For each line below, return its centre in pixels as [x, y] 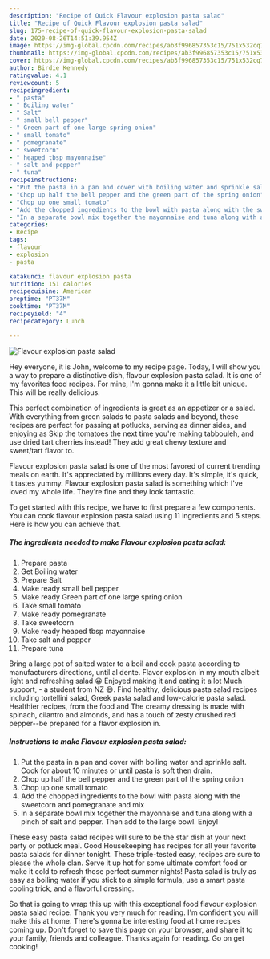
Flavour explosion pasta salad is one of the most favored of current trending [135, 465]
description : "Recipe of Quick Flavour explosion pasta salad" [117, 16]
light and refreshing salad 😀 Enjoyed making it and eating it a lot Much [126, 681]
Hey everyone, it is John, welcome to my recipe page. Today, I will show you [135, 367]
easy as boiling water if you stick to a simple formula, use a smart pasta [127, 880]
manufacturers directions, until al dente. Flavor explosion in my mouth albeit [134, 672]
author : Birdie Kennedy [49, 68]
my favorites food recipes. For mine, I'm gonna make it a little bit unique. [128, 384]
